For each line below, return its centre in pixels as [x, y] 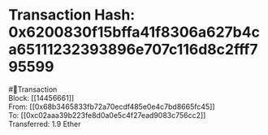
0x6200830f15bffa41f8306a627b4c [134, 32]
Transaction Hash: [72, 15]
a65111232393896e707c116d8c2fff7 [133, 50]
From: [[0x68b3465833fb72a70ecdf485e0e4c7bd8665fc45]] [112, 107]
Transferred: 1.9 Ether [45, 124]
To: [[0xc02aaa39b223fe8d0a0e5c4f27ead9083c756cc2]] [107, 115]
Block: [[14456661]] [41, 98]
